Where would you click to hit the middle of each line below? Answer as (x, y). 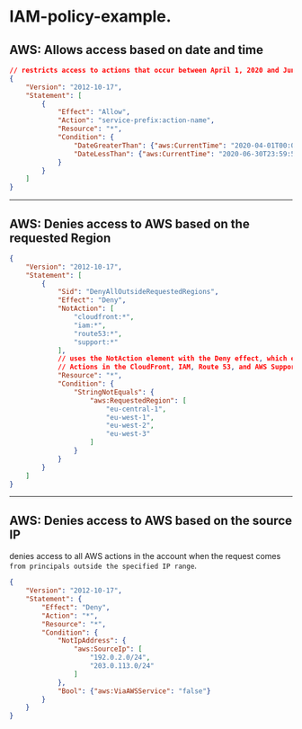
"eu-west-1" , (130, 417)
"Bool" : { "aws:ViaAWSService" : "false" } (134, 691)
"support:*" (96, 342)
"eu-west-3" (128, 434)
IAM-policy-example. (91, 17)
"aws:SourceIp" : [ (108, 649)
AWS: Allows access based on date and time (136, 50)
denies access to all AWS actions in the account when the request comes (145, 556)
